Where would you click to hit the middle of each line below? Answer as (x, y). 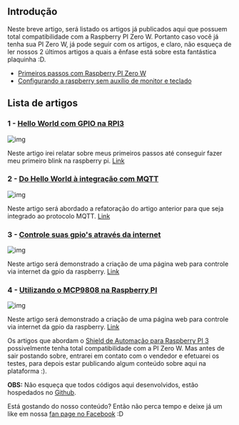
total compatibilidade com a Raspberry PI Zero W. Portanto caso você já (113, 36)
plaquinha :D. (27, 59)
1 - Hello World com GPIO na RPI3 (66, 124)
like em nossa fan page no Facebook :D (65, 414)
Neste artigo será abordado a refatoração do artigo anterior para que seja (116, 208)
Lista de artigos (43, 103)
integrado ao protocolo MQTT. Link (59, 216)
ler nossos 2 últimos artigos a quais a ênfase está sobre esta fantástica (112, 51)
